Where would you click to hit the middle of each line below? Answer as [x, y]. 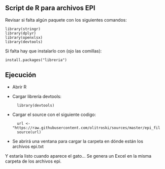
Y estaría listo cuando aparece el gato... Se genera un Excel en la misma [78, 156]
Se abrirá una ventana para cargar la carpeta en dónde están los [78, 141]
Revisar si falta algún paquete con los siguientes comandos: [66, 20]
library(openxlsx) [24, 37]
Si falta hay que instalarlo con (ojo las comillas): [53, 51]
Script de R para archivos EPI [50, 8]
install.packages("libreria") [36, 60]
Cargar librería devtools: [37, 96]
